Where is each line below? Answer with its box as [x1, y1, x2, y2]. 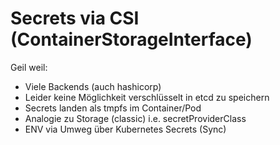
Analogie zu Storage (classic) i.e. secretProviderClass [24, 112, 247, 124]
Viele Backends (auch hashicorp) [24, 80, 162, 92]
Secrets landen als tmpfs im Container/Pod [24, 102, 202, 114]
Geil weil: [10, 61, 48, 73]
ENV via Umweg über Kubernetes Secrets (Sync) [24, 123, 227, 135]
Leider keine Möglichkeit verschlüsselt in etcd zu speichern [24, 91, 270, 103]
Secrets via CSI [10, 7, 140, 30]
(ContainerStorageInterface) [10, 28, 253, 51]
